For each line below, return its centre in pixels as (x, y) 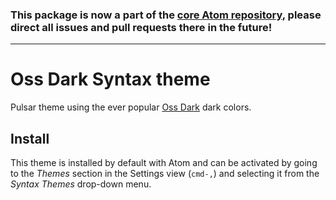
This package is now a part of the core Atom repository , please (166, 15)
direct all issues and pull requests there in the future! (141, 27)
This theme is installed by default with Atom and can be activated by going (164, 163)
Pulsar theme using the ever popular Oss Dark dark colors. (131, 107)
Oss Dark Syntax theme (110, 79)
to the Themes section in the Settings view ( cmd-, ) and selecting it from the (165, 174)
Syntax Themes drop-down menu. (81, 184)
